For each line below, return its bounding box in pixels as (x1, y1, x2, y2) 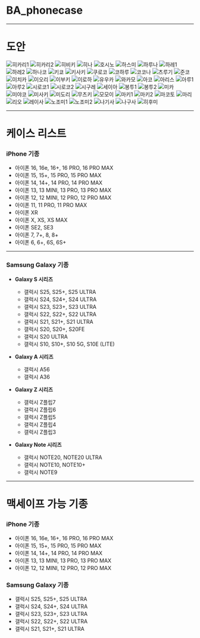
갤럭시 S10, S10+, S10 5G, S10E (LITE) (23, 340, 115, 348)
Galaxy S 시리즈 (14, 275, 54, 283)
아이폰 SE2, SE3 (14, 224, 54, 231)
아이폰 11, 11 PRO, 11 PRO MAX (14, 202, 87, 209)
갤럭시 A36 (23, 373, 51, 380)
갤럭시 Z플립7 (23, 398, 56, 405)
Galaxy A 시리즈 (14, 353, 54, 360)
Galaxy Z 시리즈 (14, 386, 54, 393)
